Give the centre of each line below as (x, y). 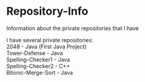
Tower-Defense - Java (35, 53)
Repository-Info (47, 11)
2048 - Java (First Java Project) (46, 47)
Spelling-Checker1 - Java (38, 59)
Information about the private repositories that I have (73, 28)
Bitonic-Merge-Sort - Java (40, 72)
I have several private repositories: (50, 40)
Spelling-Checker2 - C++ (38, 66)
